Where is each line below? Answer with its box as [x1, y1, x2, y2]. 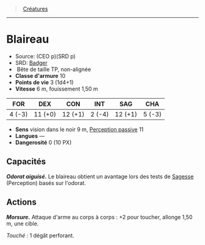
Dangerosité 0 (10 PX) [15, 138, 72, 146]
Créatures [23, 6, 48, 12]
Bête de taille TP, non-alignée [16, 66, 92, 73]
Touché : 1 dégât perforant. [6, 232, 74, 239]
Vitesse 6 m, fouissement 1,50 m [15, 85, 99, 92]
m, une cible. [6, 220, 39, 227]
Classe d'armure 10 [15, 72, 66, 79]
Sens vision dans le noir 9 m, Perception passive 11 [15, 126, 144, 133]
